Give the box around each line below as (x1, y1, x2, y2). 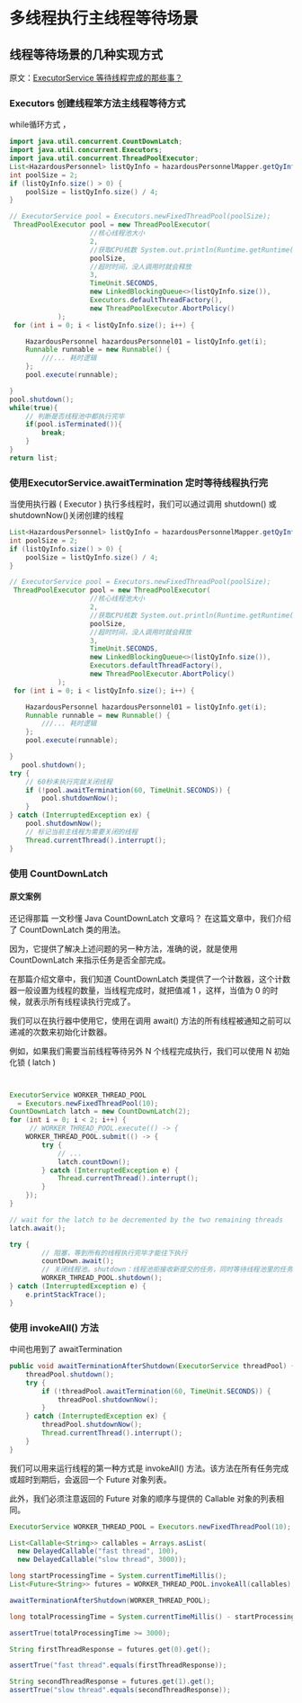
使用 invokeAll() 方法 (9, 1322, 99, 1334)
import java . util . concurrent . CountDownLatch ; (9, 137, 182, 147)
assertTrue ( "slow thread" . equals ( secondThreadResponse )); (9, 1686, 231, 1695)
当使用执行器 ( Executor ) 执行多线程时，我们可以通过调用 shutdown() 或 (9, 498, 277, 509)
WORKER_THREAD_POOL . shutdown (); (41, 1274, 164, 1283)
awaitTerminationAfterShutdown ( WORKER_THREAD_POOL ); (9, 1596, 211, 1605)
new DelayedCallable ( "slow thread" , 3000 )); (17, 1555, 187, 1564)
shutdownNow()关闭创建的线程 (9, 510, 124, 521)
